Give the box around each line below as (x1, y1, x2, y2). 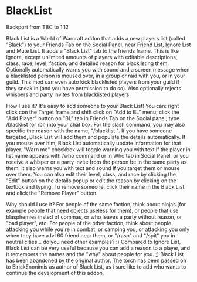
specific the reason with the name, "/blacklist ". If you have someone (6, 127, 172, 134)
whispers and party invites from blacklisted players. (6, 91, 131, 98)
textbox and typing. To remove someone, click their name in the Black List (6, 183, 185, 190)
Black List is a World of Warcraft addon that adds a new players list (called (6, 35, 186, 42)
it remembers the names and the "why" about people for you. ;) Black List (6, 250, 184, 257)
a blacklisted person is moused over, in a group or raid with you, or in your (6, 72, 186, 79)
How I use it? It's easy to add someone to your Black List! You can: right (6, 102, 179, 109)
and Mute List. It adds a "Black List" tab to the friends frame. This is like (6, 47, 179, 54)
